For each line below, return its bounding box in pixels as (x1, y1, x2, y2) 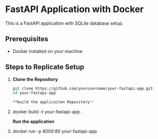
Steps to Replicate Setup (5, 63, 84, 72)
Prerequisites (5, 35, 48, 43)
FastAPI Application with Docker (5, 4, 144, 15)
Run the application (12, 118, 55, 124)
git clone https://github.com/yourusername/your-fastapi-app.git (12, 86, 153, 91)
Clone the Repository (12, 76, 58, 82)
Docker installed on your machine (12, 48, 83, 54)
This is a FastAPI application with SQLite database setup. (5, 20, 124, 26)
